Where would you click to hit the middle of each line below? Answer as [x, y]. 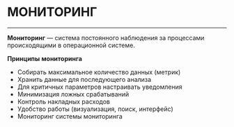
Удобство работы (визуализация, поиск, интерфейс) [95, 109]
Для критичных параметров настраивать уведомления [100, 87]
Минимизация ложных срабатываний [73, 94]
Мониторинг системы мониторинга [70, 116]
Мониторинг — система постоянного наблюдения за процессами [106, 37]
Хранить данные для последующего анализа [84, 79]
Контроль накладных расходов [63, 101]
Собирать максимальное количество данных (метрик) [99, 72]
